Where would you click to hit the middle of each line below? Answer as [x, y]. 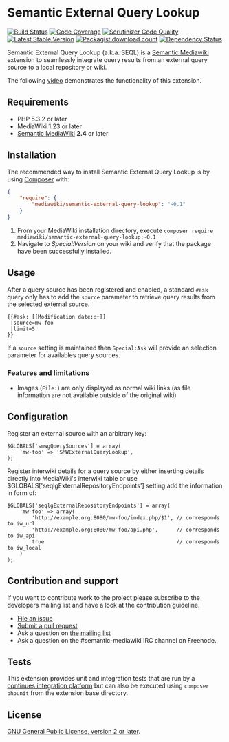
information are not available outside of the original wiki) [97, 395]
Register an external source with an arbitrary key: [77, 433]
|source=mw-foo [32, 323]
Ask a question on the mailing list [64, 633]
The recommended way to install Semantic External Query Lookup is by [109, 172]
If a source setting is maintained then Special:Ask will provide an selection [112, 348]
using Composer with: [39, 179]
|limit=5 [23, 329]
